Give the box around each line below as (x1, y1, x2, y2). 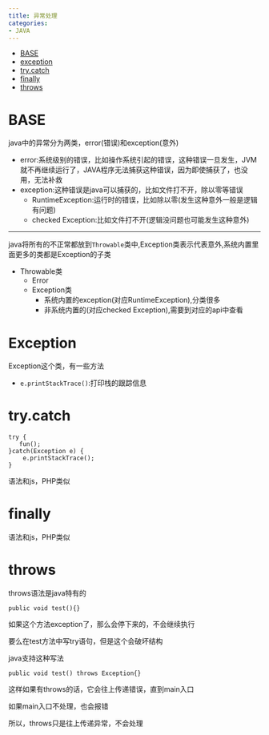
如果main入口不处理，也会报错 (8, 701, 109, 711)
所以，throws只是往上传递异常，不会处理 (8, 718, 143, 729)
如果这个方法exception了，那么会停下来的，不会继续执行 (8, 620, 195, 629)
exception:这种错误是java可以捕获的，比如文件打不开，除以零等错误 (19, 185, 244, 195)
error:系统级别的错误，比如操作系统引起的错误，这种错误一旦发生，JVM (19, 155, 258, 165)
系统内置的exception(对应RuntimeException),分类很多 (43, 295, 221, 305)
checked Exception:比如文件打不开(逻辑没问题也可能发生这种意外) (31, 215, 250, 225)
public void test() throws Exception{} (8, 669, 142, 677)
